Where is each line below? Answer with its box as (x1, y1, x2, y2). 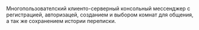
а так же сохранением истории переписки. (6, 18, 116, 24)
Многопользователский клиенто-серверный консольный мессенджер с (6, 5, 191, 12)
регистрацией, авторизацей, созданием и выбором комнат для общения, (6, 11, 194, 18)
